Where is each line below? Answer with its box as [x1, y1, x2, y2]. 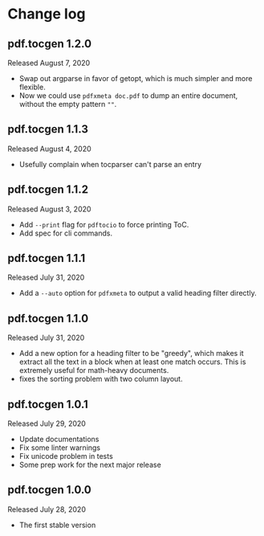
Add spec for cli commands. [18, 228, 113, 238]
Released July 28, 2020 [7, 504, 86, 514]
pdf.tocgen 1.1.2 [7, 182, 89, 197]
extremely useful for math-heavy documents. [18, 366, 169, 375]
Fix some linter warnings [18, 443, 101, 452]
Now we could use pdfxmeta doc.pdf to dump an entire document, [18, 91, 238, 100]
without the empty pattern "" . [18, 100, 117, 108]
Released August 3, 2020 [7, 204, 91, 214]
